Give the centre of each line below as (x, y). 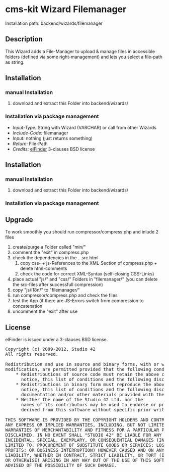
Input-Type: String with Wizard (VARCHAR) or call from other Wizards (84, 127)
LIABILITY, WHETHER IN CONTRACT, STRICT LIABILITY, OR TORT (81, 455)
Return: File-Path (30, 144)
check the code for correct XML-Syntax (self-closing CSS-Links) (87, 274)
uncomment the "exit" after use (45, 311)
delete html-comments (44, 268)
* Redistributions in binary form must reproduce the (83, 384)
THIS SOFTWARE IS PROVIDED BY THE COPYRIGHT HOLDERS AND (77, 420)
